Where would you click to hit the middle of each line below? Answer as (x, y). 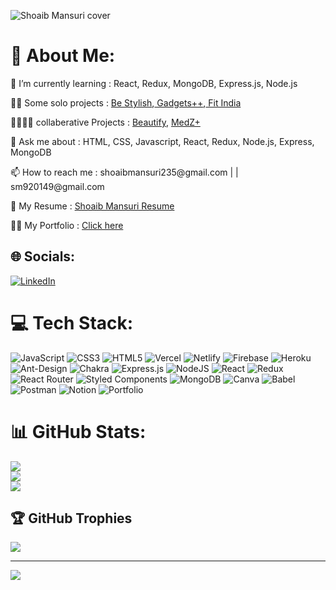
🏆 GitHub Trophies (71, 518)
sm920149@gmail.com (57, 186)
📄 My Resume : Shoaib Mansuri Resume (92, 206)
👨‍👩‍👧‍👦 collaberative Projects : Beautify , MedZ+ (105, 122)
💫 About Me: (63, 56)
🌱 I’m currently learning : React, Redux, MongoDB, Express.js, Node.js (154, 83)
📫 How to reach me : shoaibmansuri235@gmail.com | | (124, 172)
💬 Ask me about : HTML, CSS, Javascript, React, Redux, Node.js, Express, (162, 141)
